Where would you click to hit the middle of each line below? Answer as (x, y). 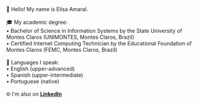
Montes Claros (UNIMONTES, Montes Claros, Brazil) (70, 37)
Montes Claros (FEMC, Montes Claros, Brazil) (62, 50)
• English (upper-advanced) (41, 69)
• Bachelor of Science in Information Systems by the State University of (94, 31)
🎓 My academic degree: (37, 22)
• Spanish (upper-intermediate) (45, 75)
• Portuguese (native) (33, 81)
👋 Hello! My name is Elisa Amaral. (47, 9)
